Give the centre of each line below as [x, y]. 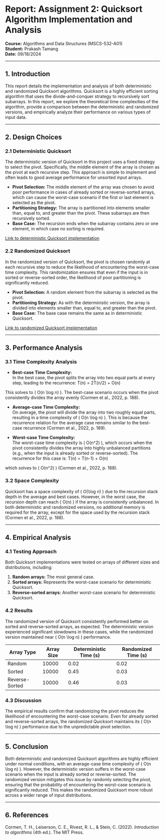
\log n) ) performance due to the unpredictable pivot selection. [68, 727]
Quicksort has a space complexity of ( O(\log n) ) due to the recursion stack [82, 491]
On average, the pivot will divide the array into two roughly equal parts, [84, 412]
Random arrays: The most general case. [53, 577]
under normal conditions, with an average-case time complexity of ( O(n [78, 764]
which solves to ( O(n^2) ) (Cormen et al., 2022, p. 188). [61, 468]
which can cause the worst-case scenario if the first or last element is [83, 197]
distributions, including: [29, 567]
